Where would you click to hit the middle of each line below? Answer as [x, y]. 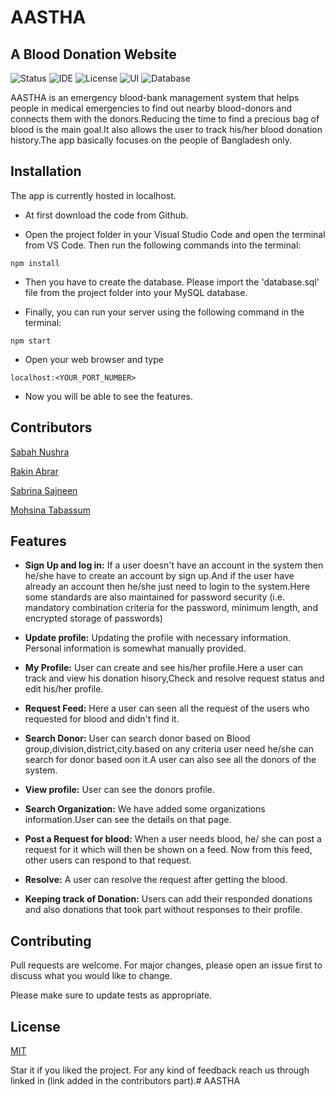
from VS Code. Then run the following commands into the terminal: [163, 245]
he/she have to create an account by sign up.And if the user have [159, 576]
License [35, 1026]
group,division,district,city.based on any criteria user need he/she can [169, 749]
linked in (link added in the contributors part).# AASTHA [125, 1081]
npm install [35, 263]
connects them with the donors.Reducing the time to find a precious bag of [165, 119]
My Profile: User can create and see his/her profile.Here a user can [164, 668]
